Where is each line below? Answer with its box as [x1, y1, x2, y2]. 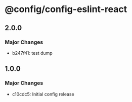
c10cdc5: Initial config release [12, 91, 74, 97]
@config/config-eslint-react [5, 4, 127, 15]
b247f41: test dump [12, 50, 53, 56]
